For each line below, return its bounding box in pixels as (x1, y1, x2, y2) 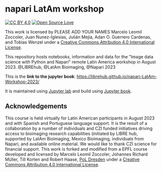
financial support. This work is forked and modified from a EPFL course (5, 146, 148, 152)
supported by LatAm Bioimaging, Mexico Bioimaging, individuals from (5, 136, 144, 141)
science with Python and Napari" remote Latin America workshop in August (5, 59, 156, 65)
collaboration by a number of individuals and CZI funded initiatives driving (5, 125, 153, 131)
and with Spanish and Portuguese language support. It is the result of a (5, 120, 147, 126)
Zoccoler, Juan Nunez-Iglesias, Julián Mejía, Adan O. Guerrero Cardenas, (5, 34, 152, 40)
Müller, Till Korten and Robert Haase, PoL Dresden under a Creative (5, 156, 140, 162)
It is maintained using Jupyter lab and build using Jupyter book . (5, 88, 132, 94)
